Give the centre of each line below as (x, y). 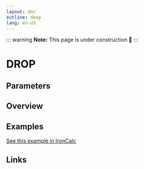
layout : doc (21, 12)
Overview (25, 106)
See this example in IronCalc (41, 141)
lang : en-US (21, 23)
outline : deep (24, 17)
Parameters (28, 86)
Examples (25, 126)
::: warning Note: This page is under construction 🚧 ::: (72, 40)
